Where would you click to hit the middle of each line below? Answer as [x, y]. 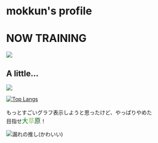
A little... [22, 73]
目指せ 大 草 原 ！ [26, 121]
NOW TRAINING [47, 39]
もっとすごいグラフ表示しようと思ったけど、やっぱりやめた [79, 112]
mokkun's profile [49, 11]
